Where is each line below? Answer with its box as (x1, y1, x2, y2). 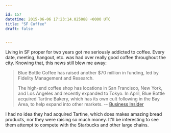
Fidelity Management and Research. (17, 75, 94, 82)
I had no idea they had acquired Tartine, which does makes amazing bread (5, 111, 162, 117)
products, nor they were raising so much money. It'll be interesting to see (5, 117, 159, 123)
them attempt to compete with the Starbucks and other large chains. (5, 122, 149, 128)
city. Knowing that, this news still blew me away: (5, 60, 107, 66)
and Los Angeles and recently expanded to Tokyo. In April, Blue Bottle (17, 90, 165, 97)
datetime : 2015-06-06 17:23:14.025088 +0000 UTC (5, 16, 111, 22)
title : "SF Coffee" (5, 21, 47, 26)
